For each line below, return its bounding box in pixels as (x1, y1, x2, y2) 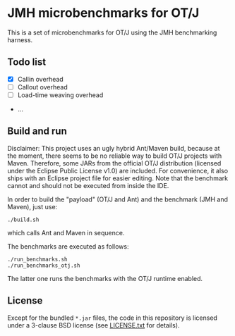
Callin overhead (17, 75, 64, 83)
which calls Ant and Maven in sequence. (7, 228, 125, 237)
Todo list (7, 56, 47, 68)
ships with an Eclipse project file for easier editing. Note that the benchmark (7, 174, 228, 182)
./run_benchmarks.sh (7, 256, 68, 263)
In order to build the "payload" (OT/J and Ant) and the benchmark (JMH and (7, 195, 228, 204)
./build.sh (7, 216, 40, 223)
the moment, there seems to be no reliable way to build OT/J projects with (7, 151, 222, 160)
